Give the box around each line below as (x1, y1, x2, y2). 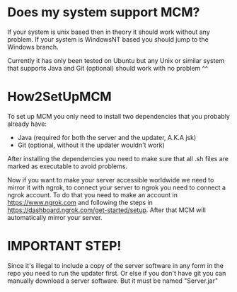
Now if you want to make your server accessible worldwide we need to (7, 175, 214, 184)
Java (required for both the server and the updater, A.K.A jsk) (17, 133, 197, 141)
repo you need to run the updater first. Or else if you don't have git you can (7, 269, 226, 277)
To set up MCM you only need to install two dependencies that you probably (7, 112, 230, 120)
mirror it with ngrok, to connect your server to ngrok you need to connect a (7, 183, 226, 192)
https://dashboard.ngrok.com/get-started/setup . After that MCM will (7, 206, 207, 214)
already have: (7, 119, 47, 128)
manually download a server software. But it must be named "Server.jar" (7, 276, 218, 285)
